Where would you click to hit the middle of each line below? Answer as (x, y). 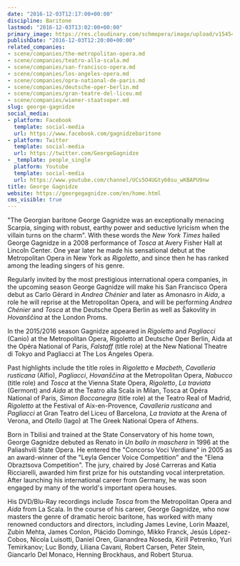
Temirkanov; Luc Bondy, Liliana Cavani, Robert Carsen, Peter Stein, (106, 547)
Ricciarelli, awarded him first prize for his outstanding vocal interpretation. (116, 472)
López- (220, 532)
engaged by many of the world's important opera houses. (92, 488)
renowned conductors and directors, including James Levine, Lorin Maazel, (119, 525)
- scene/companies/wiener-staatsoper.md (69, 101)
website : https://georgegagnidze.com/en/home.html (84, 193)
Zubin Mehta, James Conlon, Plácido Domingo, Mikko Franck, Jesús (108, 532)
